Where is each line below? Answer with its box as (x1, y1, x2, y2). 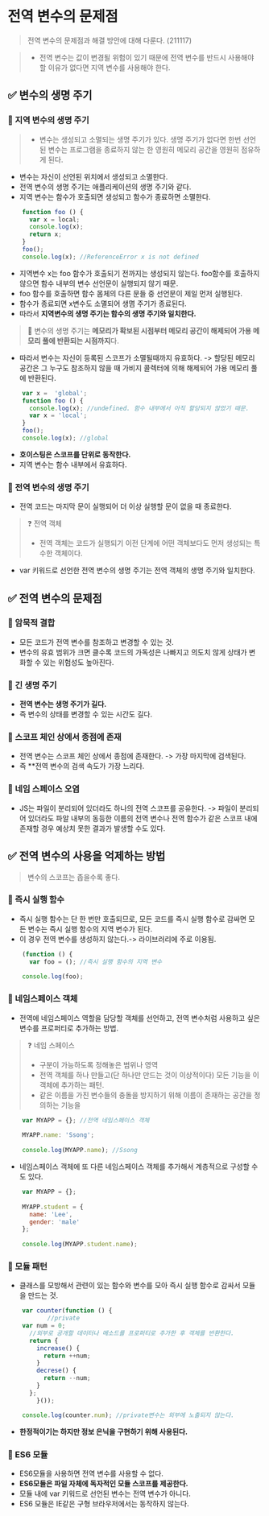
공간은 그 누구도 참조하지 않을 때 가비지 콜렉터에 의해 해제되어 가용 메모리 (19, 363, 250, 373)
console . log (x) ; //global (22, 434, 110, 442)
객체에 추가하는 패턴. (39, 1080, 105, 1089)
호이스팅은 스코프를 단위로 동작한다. (19, 449, 131, 459)
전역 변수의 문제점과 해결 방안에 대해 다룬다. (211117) (27, 35, 192, 45)
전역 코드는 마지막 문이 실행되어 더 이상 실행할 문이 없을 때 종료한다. (19, 502, 232, 511)
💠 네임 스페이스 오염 (7, 783, 80, 795)
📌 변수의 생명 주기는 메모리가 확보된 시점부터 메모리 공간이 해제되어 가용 (27, 325, 251, 335)
